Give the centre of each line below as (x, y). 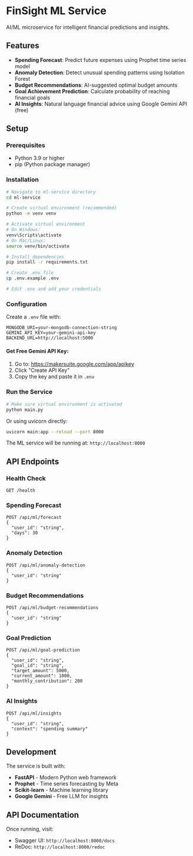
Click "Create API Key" (42, 370)
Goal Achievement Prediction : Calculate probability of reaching (92, 91)
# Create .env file (30, 273)
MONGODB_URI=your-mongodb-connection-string (61, 328)
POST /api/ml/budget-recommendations (52, 608)
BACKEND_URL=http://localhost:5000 (50, 338)
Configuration (26, 304)
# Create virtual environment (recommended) (61, 208)
